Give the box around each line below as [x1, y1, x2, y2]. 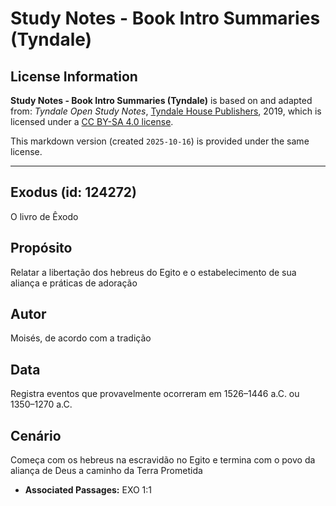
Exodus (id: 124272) [10, 184, 138, 201]
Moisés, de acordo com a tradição [10, 332, 152, 344]
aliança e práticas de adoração [10, 277, 138, 289]
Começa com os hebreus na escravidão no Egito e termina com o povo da [10, 454, 316, 466]
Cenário [10, 427, 62, 444]
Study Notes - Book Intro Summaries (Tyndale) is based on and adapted [10, 95, 313, 106]
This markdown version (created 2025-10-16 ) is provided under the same [10, 135, 310, 147]
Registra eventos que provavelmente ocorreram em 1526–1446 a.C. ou [10, 388, 300, 400]
